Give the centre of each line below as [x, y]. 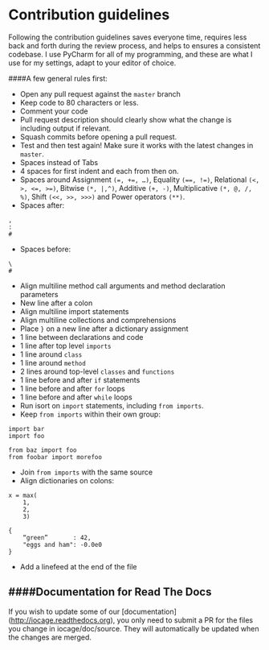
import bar [26, 429]
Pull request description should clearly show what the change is [126, 119]
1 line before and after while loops [76, 397]
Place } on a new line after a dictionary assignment [104, 329]
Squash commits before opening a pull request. [98, 137]
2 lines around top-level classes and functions [97, 371]
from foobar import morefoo [55, 457]
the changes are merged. [50, 637]
